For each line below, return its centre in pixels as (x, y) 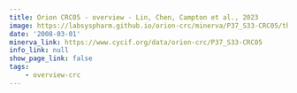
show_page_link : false (51, 58)
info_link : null (39, 50)
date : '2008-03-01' (45, 34)
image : (21, 26)
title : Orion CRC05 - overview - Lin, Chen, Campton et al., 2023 (134, 17)
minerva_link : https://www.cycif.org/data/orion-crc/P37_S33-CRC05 (136, 42)
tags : (19, 67)
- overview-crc (53, 75)
